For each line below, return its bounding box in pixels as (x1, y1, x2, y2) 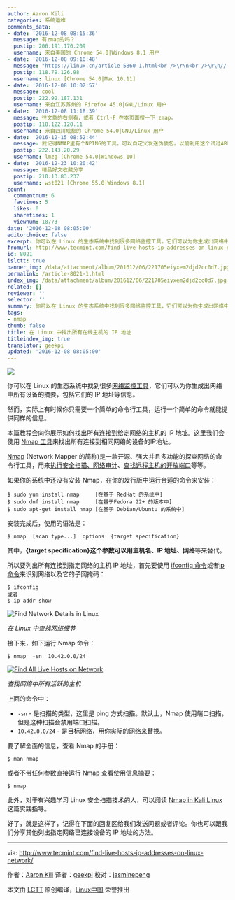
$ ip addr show (7, 597, 52, 605)
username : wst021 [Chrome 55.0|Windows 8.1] (13, 179, 145, 186)
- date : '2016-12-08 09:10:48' (7, 56, 99, 63)
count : (7, 186, 27, 193)
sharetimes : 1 (13, 212, 55, 219)
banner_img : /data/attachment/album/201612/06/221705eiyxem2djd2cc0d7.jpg (7, 264, 230, 271)
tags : (7, 309, 23, 317)
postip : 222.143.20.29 (13, 147, 80, 154)
